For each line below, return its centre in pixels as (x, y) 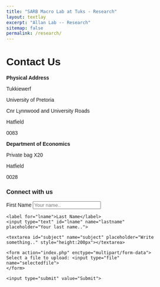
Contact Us (34, 62)
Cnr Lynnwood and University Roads (48, 111)
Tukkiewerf (19, 89)
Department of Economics (38, 144)
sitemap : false (25, 28)
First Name (19, 205)
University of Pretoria (30, 100)
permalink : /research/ (34, 34)
